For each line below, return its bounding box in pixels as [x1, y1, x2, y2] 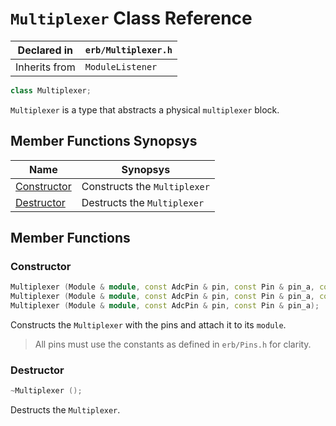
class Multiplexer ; [10, 85, 92, 96]
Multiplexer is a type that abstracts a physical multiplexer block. [10, 103, 280, 116]
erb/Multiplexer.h [84, 44, 173, 56]
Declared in [17, 43, 74, 57]
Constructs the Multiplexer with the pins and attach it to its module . [10, 318, 287, 331]
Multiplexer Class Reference [10, 7, 253, 30]
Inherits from [15, 60, 76, 74]
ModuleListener [84, 61, 158, 72]
